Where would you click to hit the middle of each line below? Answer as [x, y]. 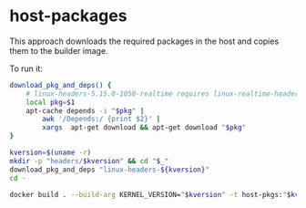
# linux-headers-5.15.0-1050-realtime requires [117, 94]
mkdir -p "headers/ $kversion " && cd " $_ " [89, 161]
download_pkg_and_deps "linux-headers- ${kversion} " [109, 170]
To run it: [26, 68]
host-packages [68, 16]
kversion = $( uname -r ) [51, 153]
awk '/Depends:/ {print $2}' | [102, 120]
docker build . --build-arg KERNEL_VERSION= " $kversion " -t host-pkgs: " [148, 194]
